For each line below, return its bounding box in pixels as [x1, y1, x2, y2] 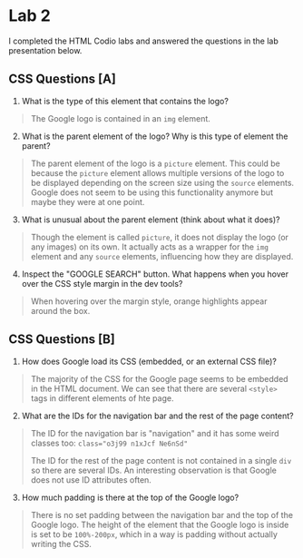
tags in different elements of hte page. [30, 392, 174, 404]
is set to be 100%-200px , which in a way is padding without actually [30, 528, 279, 540]
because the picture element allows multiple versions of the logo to [30, 167, 285, 178]
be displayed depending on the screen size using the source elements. [30, 177, 295, 188]
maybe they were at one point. [30, 196, 145, 207]
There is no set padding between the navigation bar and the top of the [30, 509, 294, 520]
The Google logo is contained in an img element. [30, 113, 210, 123]
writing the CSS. [30, 538, 92, 549]
